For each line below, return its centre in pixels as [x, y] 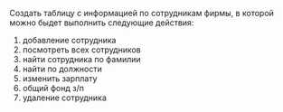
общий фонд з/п [53, 88]
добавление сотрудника [69, 40]
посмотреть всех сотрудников [82, 50]
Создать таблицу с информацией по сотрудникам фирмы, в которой [141, 13]
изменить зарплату [60, 79]
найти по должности [62, 69]
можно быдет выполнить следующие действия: [102, 23]
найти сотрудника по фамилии [82, 59]
